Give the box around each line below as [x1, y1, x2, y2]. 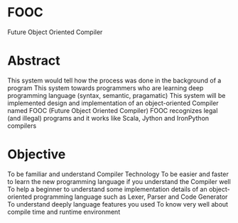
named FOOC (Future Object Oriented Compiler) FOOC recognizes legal [7, 106, 218, 114]
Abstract [7, 53, 60, 69]
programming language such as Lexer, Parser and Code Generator [33, 192, 228, 201]
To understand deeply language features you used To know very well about [7, 200, 229, 208]
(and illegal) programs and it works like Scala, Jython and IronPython [7, 114, 210, 122]
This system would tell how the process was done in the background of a [7, 76, 222, 85]
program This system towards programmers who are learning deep [7, 83, 204, 92]
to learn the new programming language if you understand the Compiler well [7, 177, 231, 185]
